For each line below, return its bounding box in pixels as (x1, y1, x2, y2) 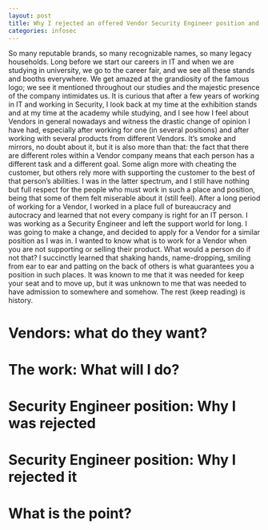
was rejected (8, 414, 96, 432)
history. (8, 296, 34, 305)
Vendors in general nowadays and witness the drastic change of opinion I (8, 117, 250, 127)
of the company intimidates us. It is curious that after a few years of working (8, 91, 260, 101)
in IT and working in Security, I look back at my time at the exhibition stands (8, 99, 258, 109)
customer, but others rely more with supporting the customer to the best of (8, 168, 256, 177)
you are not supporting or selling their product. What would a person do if (8, 245, 251, 254)
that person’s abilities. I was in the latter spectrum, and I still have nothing (8, 176, 250, 186)
